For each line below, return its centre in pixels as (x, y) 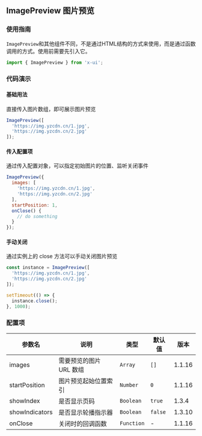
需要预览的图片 (80, 360)
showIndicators (31, 412)
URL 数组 (71, 369)
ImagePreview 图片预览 (50, 11)
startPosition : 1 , (35, 205)
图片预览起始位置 (83, 381)
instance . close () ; (35, 301)
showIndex (25, 401)
